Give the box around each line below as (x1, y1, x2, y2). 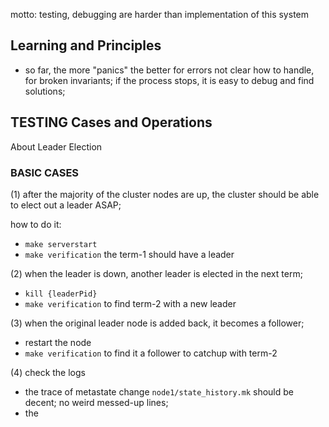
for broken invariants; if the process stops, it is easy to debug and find (24, 74, 315, 86)
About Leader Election (10, 140, 103, 153)
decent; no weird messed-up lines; (24, 396, 169, 408)
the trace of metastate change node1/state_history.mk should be (24, 385, 294, 398)
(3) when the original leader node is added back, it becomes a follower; (10, 317, 305, 329)
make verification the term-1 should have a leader (24, 248, 235, 260)
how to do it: (10, 218, 62, 230)
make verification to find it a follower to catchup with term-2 (24, 347, 278, 359)
